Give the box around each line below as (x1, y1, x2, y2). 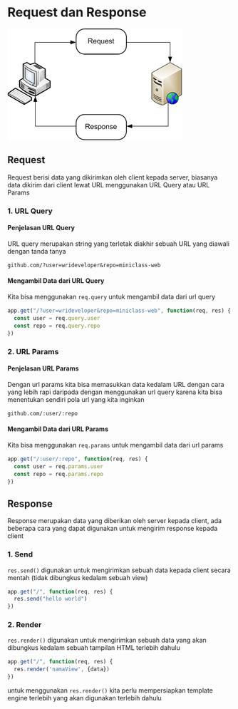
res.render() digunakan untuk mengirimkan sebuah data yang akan (7, 636, 207, 645)
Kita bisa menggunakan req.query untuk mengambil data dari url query (7, 293, 216, 301)
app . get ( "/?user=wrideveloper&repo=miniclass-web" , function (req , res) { (7, 307, 232, 314)
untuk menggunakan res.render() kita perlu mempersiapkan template (7, 686, 214, 695)
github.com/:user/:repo (7, 410, 78, 417)
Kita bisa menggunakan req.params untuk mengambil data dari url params (7, 440, 224, 449)
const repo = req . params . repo (14, 470, 103, 477)
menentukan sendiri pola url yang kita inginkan (7, 395, 145, 403)
